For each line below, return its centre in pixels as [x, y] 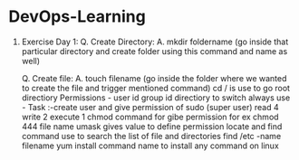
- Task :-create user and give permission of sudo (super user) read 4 [150, 107]
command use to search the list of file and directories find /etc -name [151, 136]
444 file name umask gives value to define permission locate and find [152, 126]
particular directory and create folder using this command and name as [154, 51]
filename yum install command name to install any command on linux [150, 146]
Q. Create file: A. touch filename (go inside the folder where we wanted [154, 78]
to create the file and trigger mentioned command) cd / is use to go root [156, 88]
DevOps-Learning [77, 17]
